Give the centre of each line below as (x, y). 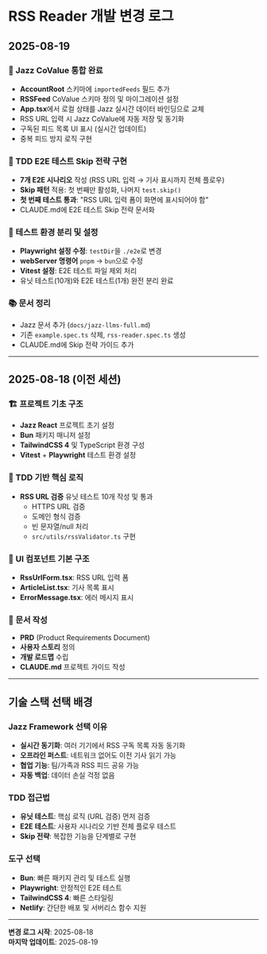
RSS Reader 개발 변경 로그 (91, 16)
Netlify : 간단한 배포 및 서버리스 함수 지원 (83, 907)
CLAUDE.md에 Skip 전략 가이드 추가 (77, 344)
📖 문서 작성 (28, 620)
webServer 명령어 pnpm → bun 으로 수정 (81, 261)
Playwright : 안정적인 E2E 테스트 (71, 887)
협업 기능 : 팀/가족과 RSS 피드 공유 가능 (79, 765)
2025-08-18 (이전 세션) (65, 379)
